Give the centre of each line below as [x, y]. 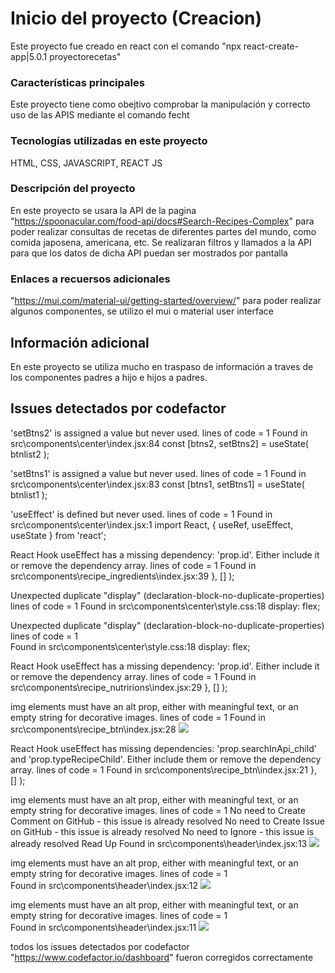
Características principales [77, 82]
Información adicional [80, 342]
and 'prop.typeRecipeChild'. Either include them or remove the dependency [166, 759]
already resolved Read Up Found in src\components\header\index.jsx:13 [159, 843]
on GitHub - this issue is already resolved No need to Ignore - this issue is [162, 831]
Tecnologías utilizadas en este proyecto [109, 141]
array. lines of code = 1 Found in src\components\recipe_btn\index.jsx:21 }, [163, 769]
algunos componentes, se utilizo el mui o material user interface [142, 311]
